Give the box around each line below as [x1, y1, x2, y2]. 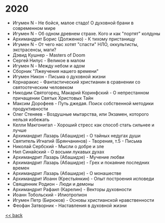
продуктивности [12, 106, 48, 112]
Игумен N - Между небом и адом [12, 63, 85, 69]
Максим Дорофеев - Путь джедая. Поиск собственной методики [12, 100, 154, 106]
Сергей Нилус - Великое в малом [12, 57, 85, 63]
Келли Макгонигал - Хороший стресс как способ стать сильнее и [12, 122, 155, 128]
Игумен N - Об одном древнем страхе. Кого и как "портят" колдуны [12, 30, 160, 36]
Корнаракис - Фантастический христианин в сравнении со [12, 79, 140, 85]
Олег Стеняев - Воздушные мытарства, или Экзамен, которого [12, 111, 149, 117]
